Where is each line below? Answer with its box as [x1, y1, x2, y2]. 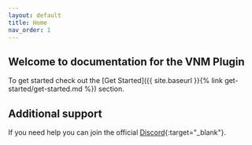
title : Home [8, 19, 47, 27]
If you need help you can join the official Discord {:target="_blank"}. [8, 128, 227, 137]
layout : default [8, 11, 61, 20]
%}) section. [83, 84, 124, 94]
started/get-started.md [8, 84, 83, 94]
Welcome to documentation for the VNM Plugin [8, 55, 245, 68]
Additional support [8, 107, 102, 120]
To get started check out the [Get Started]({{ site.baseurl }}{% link [8, 76, 223, 85]
